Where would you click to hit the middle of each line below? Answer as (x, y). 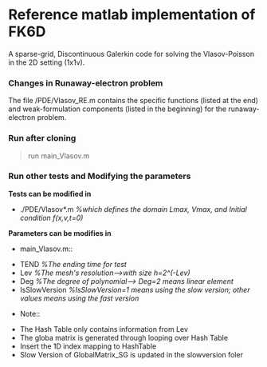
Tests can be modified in (50, 193)
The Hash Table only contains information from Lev (104, 329)
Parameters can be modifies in (60, 233)
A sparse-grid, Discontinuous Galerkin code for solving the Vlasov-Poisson (132, 54)
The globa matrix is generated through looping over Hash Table (124, 337)
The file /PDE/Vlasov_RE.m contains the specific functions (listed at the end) (133, 101)
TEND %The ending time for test (73, 264)
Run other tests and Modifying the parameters (100, 176)
